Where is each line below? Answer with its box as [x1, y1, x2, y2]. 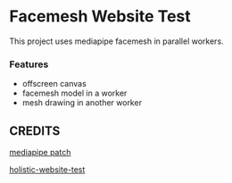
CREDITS [9, 123, 61, 138]
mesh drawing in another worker [21, 97, 143, 108]
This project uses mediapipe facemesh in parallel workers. [9, 36, 225, 46]
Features [9, 58, 49, 71]
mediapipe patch [9, 147, 71, 158]
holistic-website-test [9, 164, 86, 175]
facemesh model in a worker [21, 87, 128, 99]
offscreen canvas [21, 79, 87, 89]
